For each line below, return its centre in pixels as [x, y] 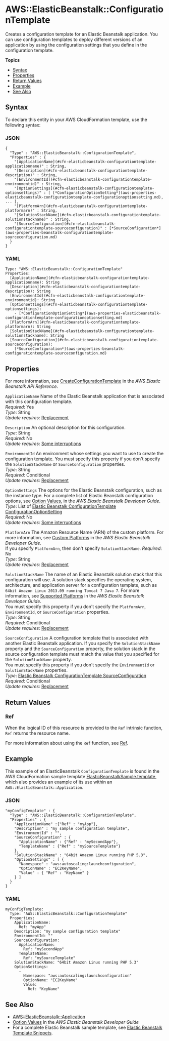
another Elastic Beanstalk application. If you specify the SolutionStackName [83, 644]
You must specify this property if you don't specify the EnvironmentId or [80, 665]
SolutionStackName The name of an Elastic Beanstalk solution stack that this [84, 574]
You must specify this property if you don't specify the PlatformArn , [76, 607]
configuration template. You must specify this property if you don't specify [83, 459]
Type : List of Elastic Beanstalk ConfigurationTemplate [61, 506]
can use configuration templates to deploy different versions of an [74, 39]
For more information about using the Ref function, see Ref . [67, 743]
